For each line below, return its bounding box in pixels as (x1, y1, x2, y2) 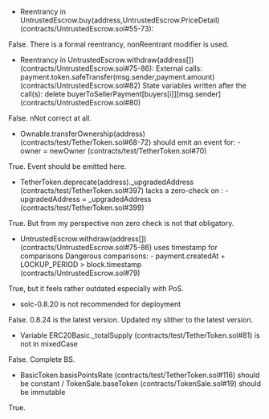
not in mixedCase (19, 339, 78, 348)
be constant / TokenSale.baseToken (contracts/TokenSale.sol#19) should (19, 379, 262, 388)
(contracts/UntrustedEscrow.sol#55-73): (19, 24, 154, 33)
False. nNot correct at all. (8, 113, 92, 123)
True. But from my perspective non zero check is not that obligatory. (8, 219, 234, 228)
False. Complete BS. (8, 355, 75, 364)
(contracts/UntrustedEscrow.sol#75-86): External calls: (19, 64, 202, 73)
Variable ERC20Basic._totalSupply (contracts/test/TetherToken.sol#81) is (19, 331, 260, 340)
